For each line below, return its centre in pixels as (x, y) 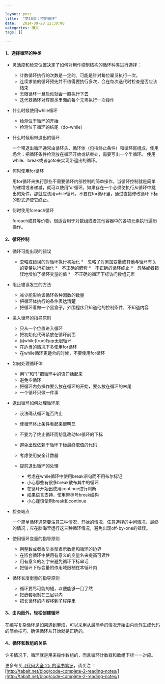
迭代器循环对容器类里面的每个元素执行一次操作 (67, 100)
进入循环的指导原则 (32, 318)
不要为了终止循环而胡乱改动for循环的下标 (61, 434)
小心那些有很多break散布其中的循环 (63, 482)
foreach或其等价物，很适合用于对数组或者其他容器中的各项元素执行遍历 (84, 221)
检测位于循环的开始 (39, 121)
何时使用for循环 (28, 171)
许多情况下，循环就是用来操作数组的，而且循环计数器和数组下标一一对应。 (80, 655)
